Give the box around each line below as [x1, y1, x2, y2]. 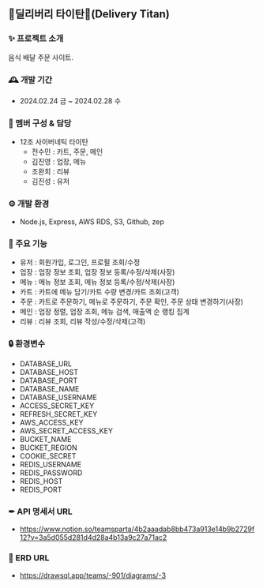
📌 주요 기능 [8, 238, 47, 249]
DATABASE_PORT [19, 376, 78, 385]
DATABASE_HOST [19, 368, 79, 377]
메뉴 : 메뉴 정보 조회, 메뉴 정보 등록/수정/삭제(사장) [19, 277, 175, 287]
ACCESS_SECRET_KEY [19, 401, 95, 410]
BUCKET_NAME [19, 435, 72, 444]
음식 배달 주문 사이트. [8, 52, 73, 62]
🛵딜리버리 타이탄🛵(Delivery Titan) [8, 7, 170, 21]
